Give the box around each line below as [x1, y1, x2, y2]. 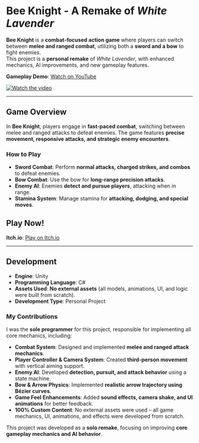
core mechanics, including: [6, 332, 72, 339]
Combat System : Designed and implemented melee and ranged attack [14, 343, 190, 350]
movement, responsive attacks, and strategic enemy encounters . [6, 135, 171, 143]
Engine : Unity [14, 272, 49, 279]
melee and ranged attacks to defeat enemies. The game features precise [6, 129, 185, 136]
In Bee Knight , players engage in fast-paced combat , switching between [6, 122, 185, 130]
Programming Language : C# [14, 279, 86, 286]
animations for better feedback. [14, 400, 94, 407]
